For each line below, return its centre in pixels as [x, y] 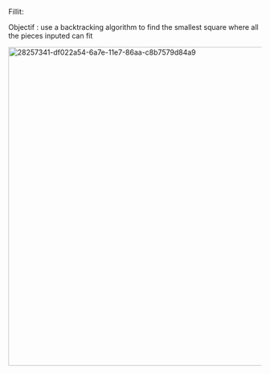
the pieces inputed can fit [51, 36]
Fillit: [16, 12]
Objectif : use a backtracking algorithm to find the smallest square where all [133, 27]
